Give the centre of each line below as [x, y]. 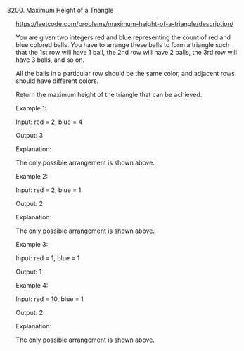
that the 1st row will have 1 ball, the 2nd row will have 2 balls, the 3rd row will [127, 52]
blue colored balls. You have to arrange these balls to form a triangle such [123, 45]
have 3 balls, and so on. [50, 60]
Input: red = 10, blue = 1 [50, 299]
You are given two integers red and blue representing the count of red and [123, 37]
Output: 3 [30, 135]
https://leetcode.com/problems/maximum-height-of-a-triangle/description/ [125, 24]
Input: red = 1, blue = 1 [48, 258]
